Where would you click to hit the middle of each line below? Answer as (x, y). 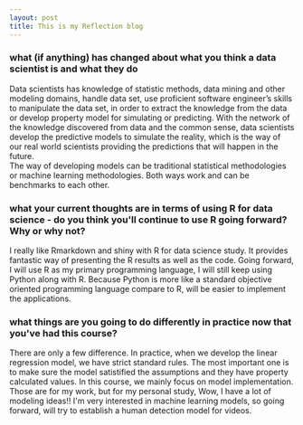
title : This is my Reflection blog (76, 26)
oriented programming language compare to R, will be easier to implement (148, 289)
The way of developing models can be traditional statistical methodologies (148, 165)
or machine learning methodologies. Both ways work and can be (130, 175)
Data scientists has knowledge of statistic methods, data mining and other (147, 89)
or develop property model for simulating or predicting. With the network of (150, 118)
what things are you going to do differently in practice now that (151, 322)
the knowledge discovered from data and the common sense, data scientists (152, 127)
